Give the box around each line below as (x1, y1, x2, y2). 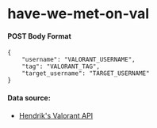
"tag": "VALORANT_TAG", (21, 62, 101, 71)
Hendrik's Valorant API (18, 111, 94, 120)
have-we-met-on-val (7, 5, 150, 23)
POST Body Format (7, 31, 72, 40)
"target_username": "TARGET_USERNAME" (21, 70, 150, 77)
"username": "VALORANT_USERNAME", (21, 56, 136, 64)
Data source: (7, 92, 51, 103)
